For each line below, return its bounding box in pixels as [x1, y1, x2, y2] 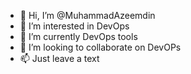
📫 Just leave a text [19, 53, 100, 64]
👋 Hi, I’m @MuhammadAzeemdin [19, 10, 156, 21]
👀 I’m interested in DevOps [19, 20, 130, 32]
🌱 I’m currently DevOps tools [19, 31, 138, 42]
